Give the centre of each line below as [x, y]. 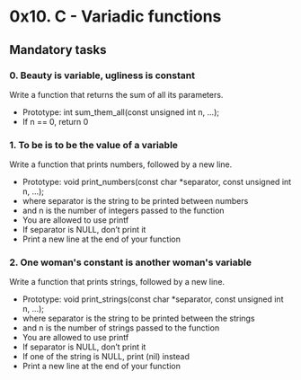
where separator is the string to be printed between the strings [138, 318]
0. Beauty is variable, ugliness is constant [102, 75]
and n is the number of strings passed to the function [121, 328]
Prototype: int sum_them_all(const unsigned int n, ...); [121, 112]
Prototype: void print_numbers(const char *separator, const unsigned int [157, 182]
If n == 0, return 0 [55, 121]
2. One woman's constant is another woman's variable [131, 262]
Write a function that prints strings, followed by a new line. [117, 282]
